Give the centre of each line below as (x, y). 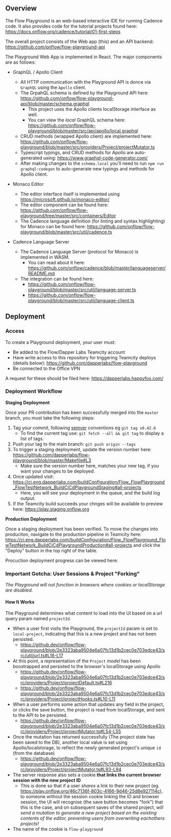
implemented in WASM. (45, 257)
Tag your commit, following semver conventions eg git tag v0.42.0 (84, 428)
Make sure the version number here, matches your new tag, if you (90, 465)
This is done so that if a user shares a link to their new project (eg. (90, 786)
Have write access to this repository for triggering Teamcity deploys (84, 357)
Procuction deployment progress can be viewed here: (62, 560)
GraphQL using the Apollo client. (53, 87)
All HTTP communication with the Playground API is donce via (86, 82)
